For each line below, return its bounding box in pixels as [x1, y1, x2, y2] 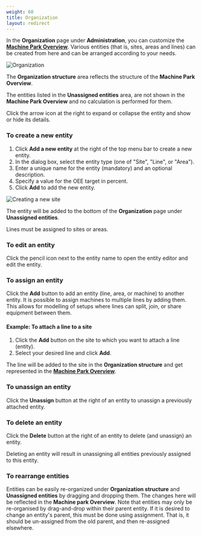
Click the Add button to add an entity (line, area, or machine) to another [6, 290, 184, 297]
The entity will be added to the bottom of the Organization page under [6, 207, 183, 214]
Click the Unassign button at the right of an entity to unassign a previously [6, 396, 192, 404]
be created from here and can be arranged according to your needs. [6, 50, 177, 57]
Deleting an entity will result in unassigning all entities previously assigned [6, 450, 191, 458]
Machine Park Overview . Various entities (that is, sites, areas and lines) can [6, 43, 196, 50]
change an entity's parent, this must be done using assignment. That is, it [6, 511, 189, 519]
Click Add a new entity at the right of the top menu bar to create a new [15, 145, 192, 152]
